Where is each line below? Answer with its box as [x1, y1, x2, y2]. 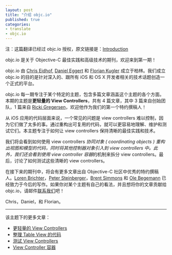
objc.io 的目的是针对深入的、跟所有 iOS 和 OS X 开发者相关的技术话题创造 [5, 74, 161, 80]
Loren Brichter [14, 175, 45, 181]
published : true [5, 17, 40, 22]
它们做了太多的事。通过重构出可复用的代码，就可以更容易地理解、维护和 [9, 121, 162, 127]
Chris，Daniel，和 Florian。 [5, 199, 63, 204]
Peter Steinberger [48, 175, 86, 181]
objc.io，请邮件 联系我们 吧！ [5, 188, 65, 194]
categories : [5, 21, 31, 27]
